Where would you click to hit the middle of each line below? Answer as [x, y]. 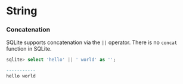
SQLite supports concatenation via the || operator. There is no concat [92, 42]
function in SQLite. [29, 49]
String [22, 11]
